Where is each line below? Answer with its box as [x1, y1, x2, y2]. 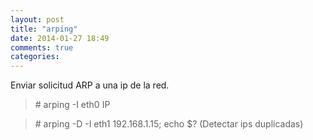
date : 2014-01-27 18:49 [10, 33, 110, 43]
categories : [10, 52, 60, 62]
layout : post [10, 14, 65, 25]
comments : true [10, 42, 74, 53]
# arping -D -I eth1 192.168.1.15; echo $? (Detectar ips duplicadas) [34, 118, 304, 130]
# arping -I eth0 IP [34, 99, 111, 111]
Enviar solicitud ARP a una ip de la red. [10, 79, 170, 91]
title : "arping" [10, 24, 78, 34]
